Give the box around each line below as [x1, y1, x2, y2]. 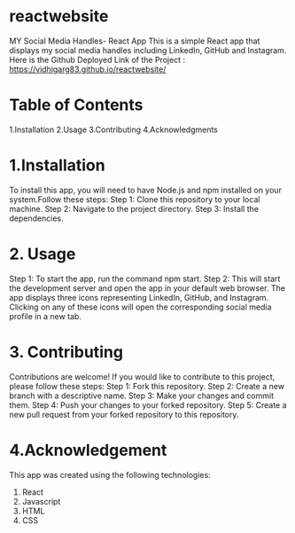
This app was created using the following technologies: [9, 469, 211, 480]
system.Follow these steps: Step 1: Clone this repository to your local [9, 193, 260, 205]
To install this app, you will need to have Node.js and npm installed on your [9, 184, 282, 195]
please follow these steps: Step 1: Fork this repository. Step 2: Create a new [9, 380, 285, 391]
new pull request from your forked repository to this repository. [9, 409, 239, 419]
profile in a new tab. [9, 310, 82, 321]
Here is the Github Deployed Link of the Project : [9, 54, 186, 65]
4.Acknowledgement [9, 440, 167, 460]
